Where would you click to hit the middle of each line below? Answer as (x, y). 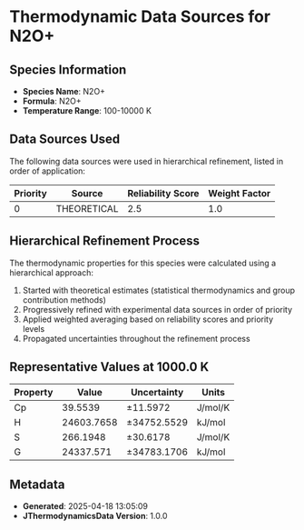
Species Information (68, 70)
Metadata (37, 484)
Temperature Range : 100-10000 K (87, 110)
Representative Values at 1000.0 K (109, 367)
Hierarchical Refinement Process (105, 241)
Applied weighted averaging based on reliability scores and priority (148, 319)
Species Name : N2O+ (64, 91)
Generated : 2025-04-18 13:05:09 (85, 506)
